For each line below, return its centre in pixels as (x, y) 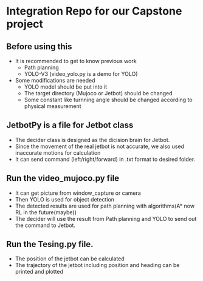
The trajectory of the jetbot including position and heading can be (97, 265)
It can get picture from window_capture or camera (78, 193)
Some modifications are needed (55, 80)
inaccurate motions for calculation (58, 152)
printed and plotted (39, 272)
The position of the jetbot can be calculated (70, 259)
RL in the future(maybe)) (46, 212)
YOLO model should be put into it (66, 87)
